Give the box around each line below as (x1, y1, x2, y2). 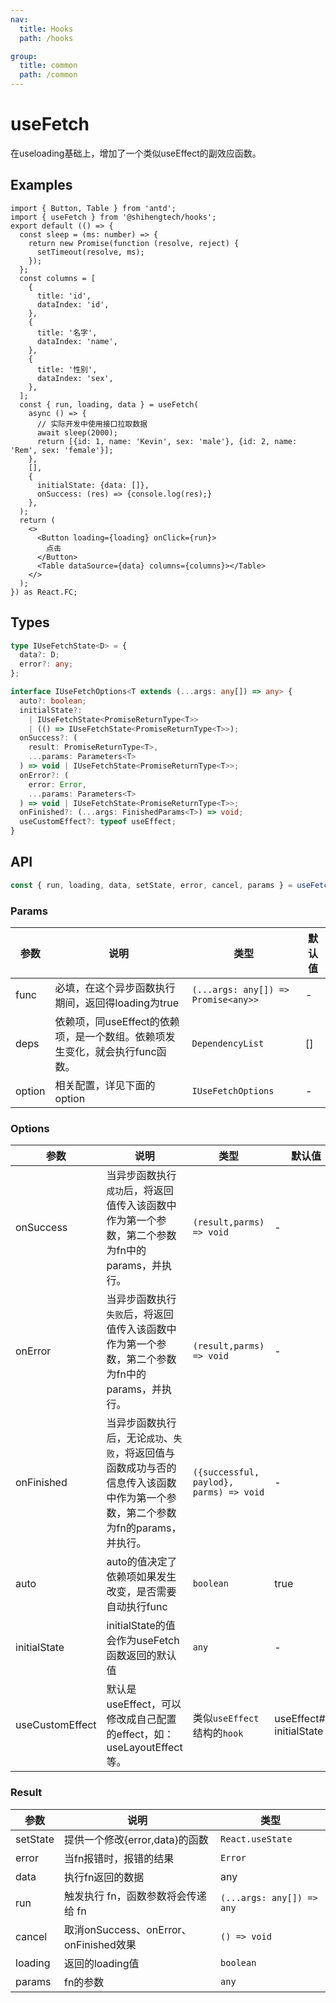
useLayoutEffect (106, 1741, 183, 1755)
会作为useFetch (106, 1634, 180, 1648)
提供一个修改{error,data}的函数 (63, 1832, 209, 1846)
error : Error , (28, 779, 87, 790)
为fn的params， (106, 1521, 182, 1535)
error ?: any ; (19, 659, 74, 670)
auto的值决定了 (106, 1555, 178, 1569)
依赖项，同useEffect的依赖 (54, 1015, 180, 1029)
